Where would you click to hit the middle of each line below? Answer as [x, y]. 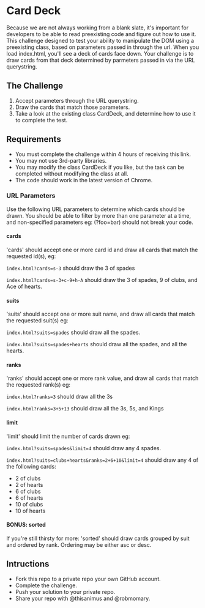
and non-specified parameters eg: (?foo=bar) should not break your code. [100, 222]
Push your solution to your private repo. [65, 591]
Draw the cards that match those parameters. [73, 107]
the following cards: [31, 466]
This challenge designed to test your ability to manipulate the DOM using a [100, 40]
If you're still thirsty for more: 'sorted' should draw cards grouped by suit [98, 538]
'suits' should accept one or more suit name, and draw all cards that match [101, 314]
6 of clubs [28, 491]
